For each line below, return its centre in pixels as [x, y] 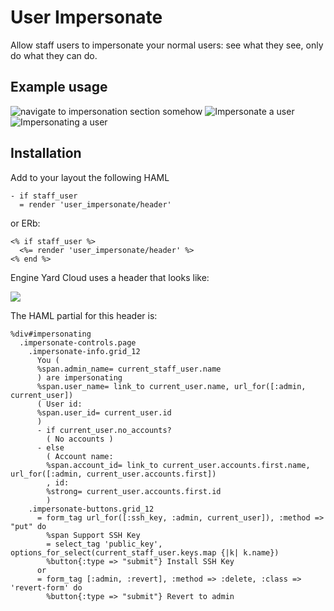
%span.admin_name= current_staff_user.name [129, 369]
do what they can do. [54, 55]
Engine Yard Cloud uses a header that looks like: [110, 277]
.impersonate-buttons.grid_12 [91, 509]
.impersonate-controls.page [78, 342]
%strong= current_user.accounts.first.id [134, 491]
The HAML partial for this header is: [84, 315]
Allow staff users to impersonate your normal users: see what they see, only [167, 45]
